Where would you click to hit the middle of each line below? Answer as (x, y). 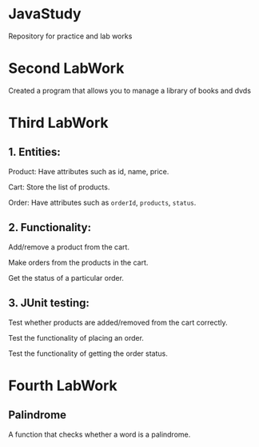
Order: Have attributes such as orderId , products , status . (102, 202)
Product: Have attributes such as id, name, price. (89, 171)
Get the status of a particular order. (66, 277)
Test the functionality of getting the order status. (88, 353)
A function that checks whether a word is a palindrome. (100, 434)
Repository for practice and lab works (70, 36)
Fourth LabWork (63, 385)
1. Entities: (35, 152)
